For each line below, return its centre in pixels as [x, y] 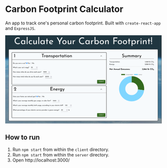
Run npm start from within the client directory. [61, 149]
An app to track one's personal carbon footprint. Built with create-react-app [83, 23]
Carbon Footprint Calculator [64, 9]
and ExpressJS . [20, 28]
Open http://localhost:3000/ [41, 160]
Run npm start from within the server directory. [61, 155]
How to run [23, 137]
